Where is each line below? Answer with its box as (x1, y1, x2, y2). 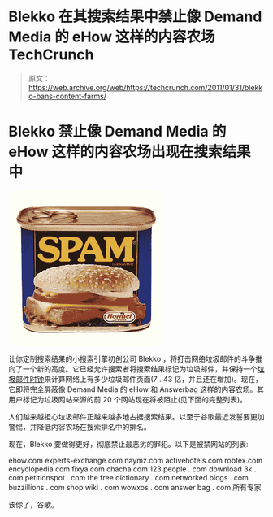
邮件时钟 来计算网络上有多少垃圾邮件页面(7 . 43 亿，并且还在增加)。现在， (15, 374, 262, 384)
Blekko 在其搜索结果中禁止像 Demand (8, 7, 262, 26)
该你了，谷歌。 (8, 499, 58, 509)
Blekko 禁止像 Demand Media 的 (8, 123, 227, 141)
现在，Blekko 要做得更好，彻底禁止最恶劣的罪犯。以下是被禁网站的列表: (8, 439, 249, 449)
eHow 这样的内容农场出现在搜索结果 (8, 143, 251, 161)
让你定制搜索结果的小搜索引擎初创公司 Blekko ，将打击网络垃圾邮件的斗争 (8, 354, 256, 363)
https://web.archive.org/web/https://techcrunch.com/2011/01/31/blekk (28, 82, 263, 92)
